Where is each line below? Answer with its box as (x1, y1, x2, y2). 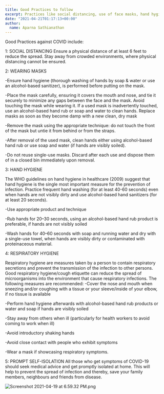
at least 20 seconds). (5, 197, 48, 203)
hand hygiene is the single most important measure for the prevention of (5, 182, 151, 187)
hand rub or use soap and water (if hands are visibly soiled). (5, 142, 126, 148)
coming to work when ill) (5, 321, 55, 326)
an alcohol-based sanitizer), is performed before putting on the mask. (5, 83, 145, 89)
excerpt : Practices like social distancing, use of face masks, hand (5, 12, 150, 17)
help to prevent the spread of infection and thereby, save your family (5, 369, 143, 375)
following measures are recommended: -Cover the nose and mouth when (5, 281, 153, 287)
